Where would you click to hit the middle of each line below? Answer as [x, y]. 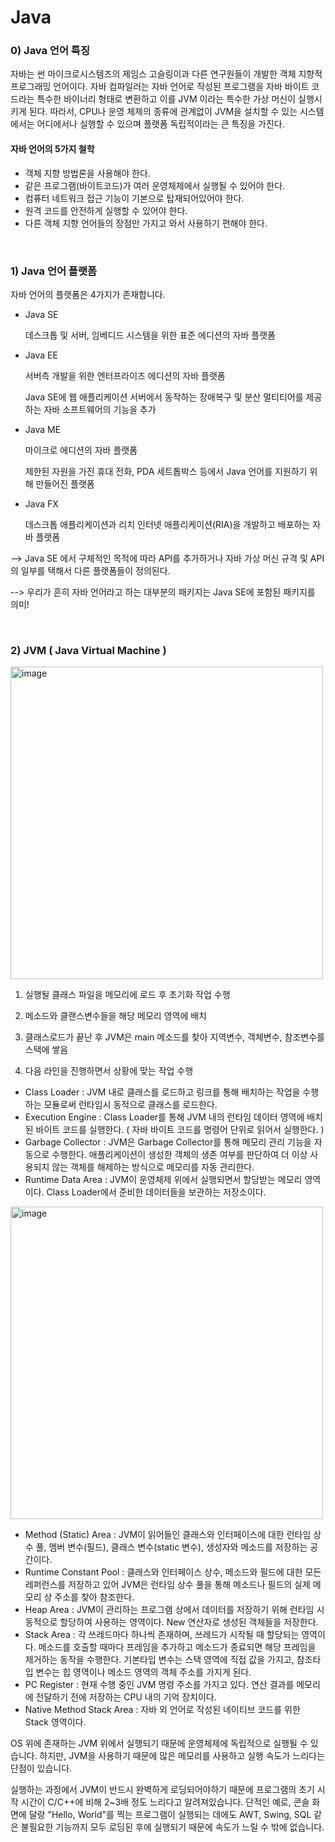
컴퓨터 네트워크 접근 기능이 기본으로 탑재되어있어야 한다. [134, 198]
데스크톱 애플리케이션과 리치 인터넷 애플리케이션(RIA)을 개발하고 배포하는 [167, 524]
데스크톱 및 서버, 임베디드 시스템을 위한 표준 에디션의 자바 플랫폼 [150, 335]
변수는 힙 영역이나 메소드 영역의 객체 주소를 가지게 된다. [143, 1672]
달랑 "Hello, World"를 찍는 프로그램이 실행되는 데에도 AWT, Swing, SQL [170, 1815]
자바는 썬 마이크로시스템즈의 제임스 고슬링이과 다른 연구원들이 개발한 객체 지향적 [166, 74]
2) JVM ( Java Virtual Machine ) [88, 650]
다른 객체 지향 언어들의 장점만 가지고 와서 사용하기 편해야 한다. [146, 223]
